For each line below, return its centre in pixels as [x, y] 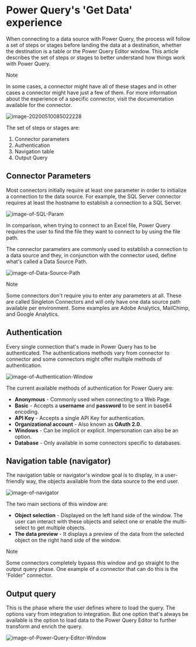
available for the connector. [39, 105]
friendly [16, 481]
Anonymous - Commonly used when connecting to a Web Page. [92, 399]
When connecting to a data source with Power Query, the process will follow [98, 39]
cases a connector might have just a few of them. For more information [92, 92]
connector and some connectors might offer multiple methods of [84, 359]
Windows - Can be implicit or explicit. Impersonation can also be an [96, 430]
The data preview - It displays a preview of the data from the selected [99, 534]
